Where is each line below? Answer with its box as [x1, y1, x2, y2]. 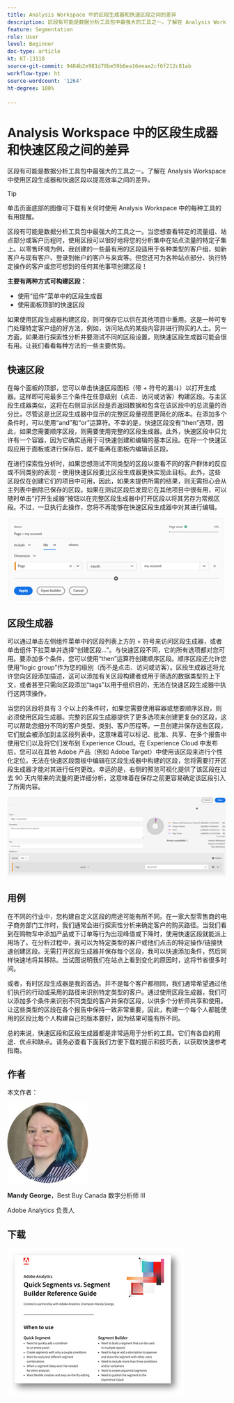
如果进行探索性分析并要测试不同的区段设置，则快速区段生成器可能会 [25, 333, 221, 341]
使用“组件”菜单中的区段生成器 [17, 292, 103, 300]
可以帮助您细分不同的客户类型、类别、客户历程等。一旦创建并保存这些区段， [7, 722, 227, 730]
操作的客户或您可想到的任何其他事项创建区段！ [13, 262, 148, 271]
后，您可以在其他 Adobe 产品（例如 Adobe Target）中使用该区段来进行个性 [7, 747, 223, 756]
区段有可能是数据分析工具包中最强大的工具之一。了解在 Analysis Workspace [7, 167, 226, 176]
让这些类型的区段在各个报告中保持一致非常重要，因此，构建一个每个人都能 [7, 1005, 221, 1014]
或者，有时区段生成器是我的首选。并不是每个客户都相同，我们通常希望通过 [7, 979, 221, 987]
